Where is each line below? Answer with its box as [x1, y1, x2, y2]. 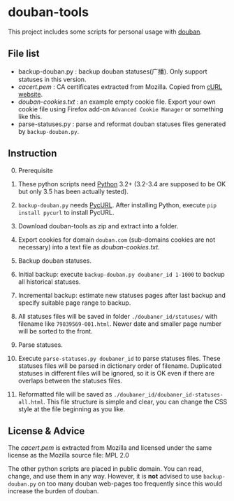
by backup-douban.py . [17, 127, 80, 135]
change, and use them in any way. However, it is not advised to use [8, 472, 202, 481]
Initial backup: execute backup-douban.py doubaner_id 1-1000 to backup [17, 270, 225, 278]
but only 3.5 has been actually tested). [17, 187, 129, 195]
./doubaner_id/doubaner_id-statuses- [113, 391, 224, 398]
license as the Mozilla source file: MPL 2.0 [8, 451, 130, 460]
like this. [17, 112, 43, 121]
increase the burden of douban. [8, 487, 99, 495]
